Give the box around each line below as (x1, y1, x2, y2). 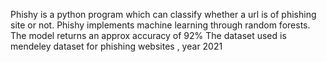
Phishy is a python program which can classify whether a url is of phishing (10, 9, 317, 20)
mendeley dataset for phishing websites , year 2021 (10, 40, 223, 52)
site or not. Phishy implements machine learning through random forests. (10, 19, 311, 31)
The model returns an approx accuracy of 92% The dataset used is (10, 30, 287, 41)
